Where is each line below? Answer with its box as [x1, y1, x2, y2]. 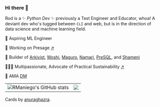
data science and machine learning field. [5, 26, 86, 32]
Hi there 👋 [5, 4, 29, 11]
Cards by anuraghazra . [5, 97, 51, 103]
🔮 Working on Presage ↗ [5, 45, 54, 51]
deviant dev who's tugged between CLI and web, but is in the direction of [5, 21, 151, 27]
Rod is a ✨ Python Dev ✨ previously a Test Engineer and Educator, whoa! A [5, 16, 155, 21]
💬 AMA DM [5, 73, 27, 79]
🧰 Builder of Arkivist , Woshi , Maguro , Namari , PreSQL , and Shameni [5, 54, 140, 60]
